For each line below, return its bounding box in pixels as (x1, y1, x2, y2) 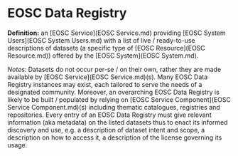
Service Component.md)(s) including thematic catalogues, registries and (7, 103, 220, 111)
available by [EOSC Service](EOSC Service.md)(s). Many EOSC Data (7, 73, 208, 81)
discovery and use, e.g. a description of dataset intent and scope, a (7, 125, 205, 134)
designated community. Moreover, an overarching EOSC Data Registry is (7, 88, 220, 96)
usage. (7, 140, 28, 149)
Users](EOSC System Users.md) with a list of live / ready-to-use (7, 36, 195, 44)
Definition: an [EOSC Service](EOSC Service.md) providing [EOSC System (7, 28, 226, 37)
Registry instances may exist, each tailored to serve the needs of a (7, 80, 202, 88)
